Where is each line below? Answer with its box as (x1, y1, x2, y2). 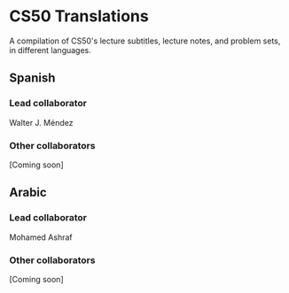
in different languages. (9, 44, 91, 55)
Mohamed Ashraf (9, 232, 73, 243)
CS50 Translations (9, 6, 149, 27)
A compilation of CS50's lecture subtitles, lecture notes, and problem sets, (9, 35, 281, 46)
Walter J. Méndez (9, 117, 74, 127)
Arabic (9, 185, 47, 200)
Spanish (9, 71, 56, 86)
